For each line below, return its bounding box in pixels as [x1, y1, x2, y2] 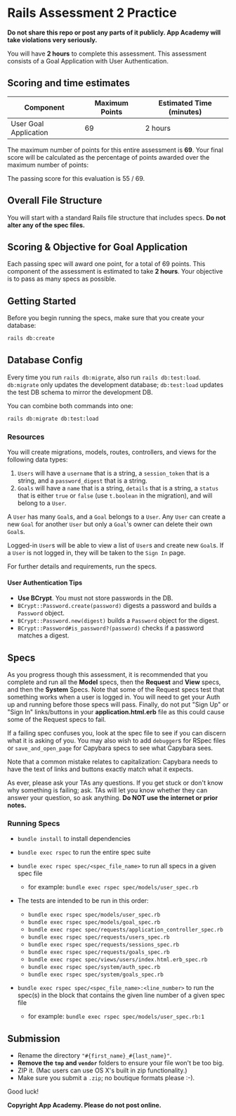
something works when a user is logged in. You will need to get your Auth [7, 693, 221, 702]
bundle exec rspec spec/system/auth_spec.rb [27, 964, 161, 971]
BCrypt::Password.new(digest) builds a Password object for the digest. [17, 616, 219, 625]
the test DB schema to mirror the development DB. [7, 388, 153, 396]
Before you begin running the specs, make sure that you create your [7, 314, 205, 322]
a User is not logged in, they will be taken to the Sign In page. [7, 549, 186, 557]
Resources [7, 431, 45, 441]
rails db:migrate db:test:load [7, 415, 99, 422]
